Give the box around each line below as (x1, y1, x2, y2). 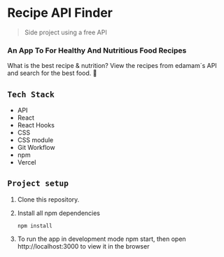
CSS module (17, 136, 54, 144)
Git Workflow (17, 144, 55, 152)
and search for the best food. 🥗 (7, 69, 97, 78)
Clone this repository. (17, 195, 80, 204)
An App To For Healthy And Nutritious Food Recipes (7, 46, 187, 55)
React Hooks (17, 121, 55, 130)
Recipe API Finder (7, 5, 113, 21)
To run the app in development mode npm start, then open (17, 235, 187, 243)
